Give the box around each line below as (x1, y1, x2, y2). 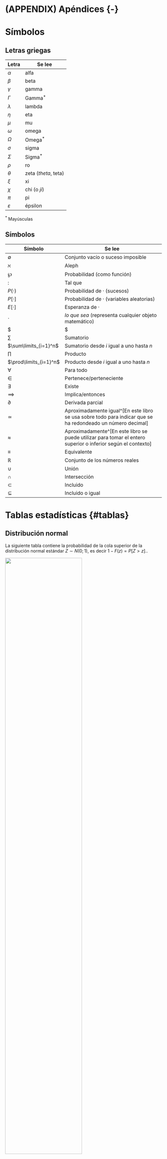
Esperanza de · (64, 303, 100, 310)
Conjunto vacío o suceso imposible (64, 254, 147, 261)
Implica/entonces (64, 391, 105, 398)
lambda (25, 103, 43, 110)
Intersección (64, 473, 94, 480)
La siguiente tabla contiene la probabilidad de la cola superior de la (5, 543, 143, 549)
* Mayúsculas (5, 215, 33, 222)
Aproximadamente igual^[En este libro (64, 407, 153, 414)
